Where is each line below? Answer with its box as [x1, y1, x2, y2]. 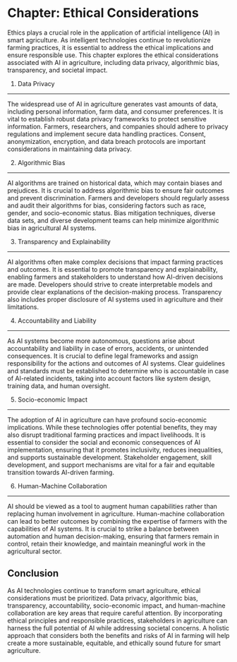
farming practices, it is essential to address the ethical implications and [7, 43, 214, 52]
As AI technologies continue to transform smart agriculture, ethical [7, 586, 201, 594]
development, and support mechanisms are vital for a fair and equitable [7, 460, 215, 469]
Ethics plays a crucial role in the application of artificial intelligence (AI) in [7, 28, 220, 37]
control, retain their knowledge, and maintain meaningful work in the [7, 539, 206, 548]
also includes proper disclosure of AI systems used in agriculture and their [7, 295, 224, 303]
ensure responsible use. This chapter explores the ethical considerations [7, 51, 219, 59]
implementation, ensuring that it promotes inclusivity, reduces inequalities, [7, 445, 224, 454]
